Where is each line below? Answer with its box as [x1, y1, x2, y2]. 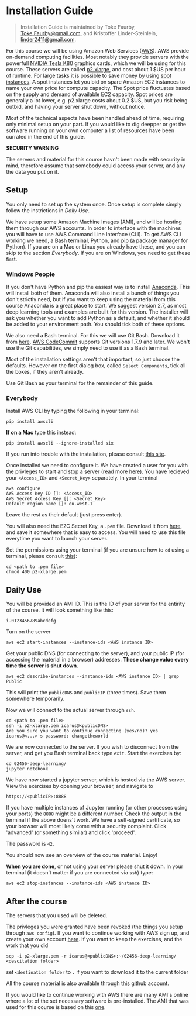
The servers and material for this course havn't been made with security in [6, 156, 186, 163]
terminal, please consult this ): [6, 553, 78, 560]
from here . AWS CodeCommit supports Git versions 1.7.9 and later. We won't [6, 338, 190, 346]
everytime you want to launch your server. [6, 535, 108, 542]
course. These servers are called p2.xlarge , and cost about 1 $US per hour [6, 66, 186, 73]
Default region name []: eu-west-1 [6, 501, 93, 507]
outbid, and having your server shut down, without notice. [6, 103, 146, 110]
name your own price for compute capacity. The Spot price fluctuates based [6, 84, 191, 91]
